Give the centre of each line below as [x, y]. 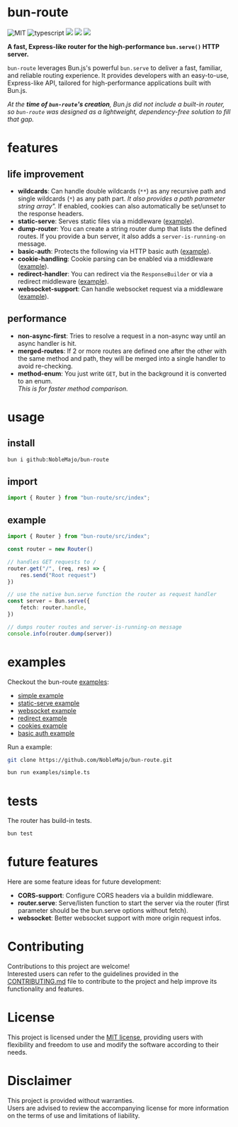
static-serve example [49, 703]
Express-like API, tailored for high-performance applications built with [109, 83]
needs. [17, 1052]
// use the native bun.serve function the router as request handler [112, 595]
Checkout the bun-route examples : [58, 682]
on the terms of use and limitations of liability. [74, 1115]
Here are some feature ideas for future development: [84, 882]
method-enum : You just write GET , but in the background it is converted [122, 374]
